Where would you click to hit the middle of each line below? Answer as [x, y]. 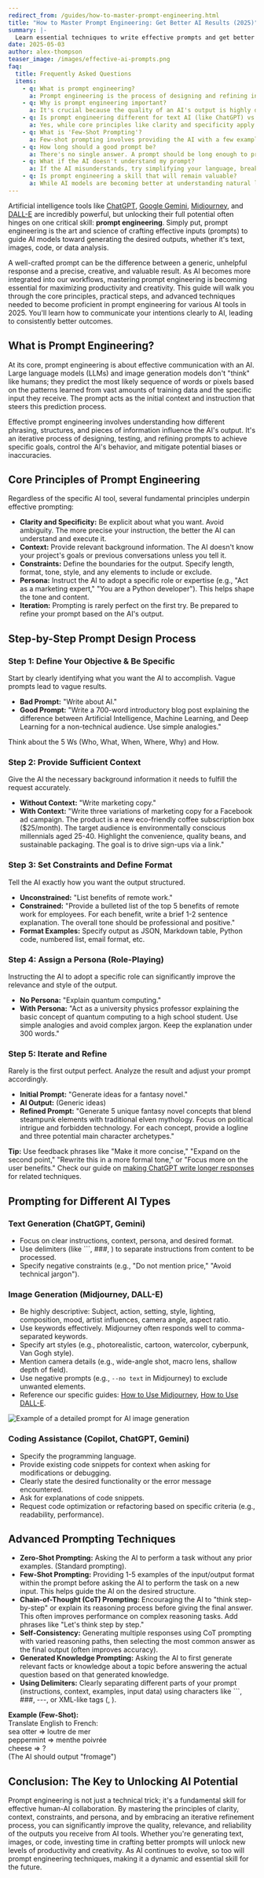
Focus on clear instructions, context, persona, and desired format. [126, 1240]
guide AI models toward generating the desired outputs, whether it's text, [126, 239]
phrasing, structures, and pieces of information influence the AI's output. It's [132, 430]
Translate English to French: [53, 1723]
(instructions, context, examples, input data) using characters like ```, [130, 1691]
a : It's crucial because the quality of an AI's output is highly [140, 111]
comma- [231, 1328]
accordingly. [28, 1079]
